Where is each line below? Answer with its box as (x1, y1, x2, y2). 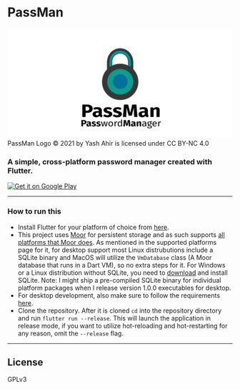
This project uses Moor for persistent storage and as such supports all (17, 230, 225, 239)
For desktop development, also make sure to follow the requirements (17, 291, 220, 300)
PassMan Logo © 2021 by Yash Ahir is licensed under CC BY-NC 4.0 (7, 139, 209, 148)
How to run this (7, 206, 62, 216)
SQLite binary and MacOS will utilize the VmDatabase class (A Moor (17, 253, 212, 261)
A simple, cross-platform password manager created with (7, 156, 213, 166)
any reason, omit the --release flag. (17, 329, 124, 338)
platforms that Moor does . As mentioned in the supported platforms (17, 238, 217, 246)
